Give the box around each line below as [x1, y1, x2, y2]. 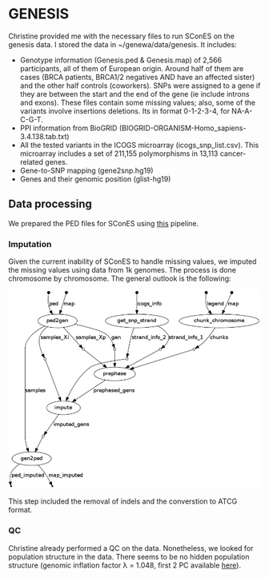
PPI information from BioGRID [19, 123, 118, 133]
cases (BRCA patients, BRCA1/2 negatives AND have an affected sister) [19, 72, 255, 82]
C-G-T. [19, 114, 43, 124]
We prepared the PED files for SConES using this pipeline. [8, 218, 199, 228]
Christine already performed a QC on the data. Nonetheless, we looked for [8, 543, 254, 552]
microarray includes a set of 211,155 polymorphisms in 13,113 [19, 149, 219, 158]
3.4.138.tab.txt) [19, 131, 70, 141]
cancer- [219, 149, 247, 158]
